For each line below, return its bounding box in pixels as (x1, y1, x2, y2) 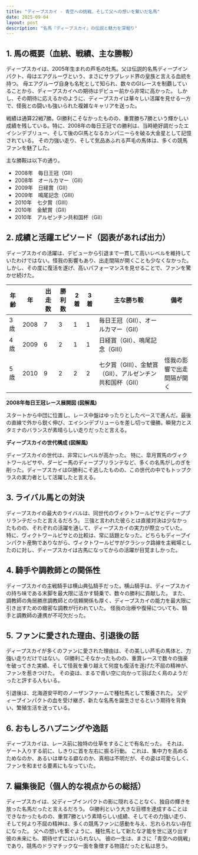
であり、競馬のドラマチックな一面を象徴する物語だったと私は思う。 (6, 842, 171, 849)
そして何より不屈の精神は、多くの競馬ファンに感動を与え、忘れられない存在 (6, 820, 192, 827)
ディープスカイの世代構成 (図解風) (6, 438, 88, 446)
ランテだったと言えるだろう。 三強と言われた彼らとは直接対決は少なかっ (11, 516, 187, 524)
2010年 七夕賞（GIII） (14, 199, 71, 206)
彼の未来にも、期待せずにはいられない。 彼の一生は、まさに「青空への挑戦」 (6, 834, 191, 842)
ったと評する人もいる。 (6, 677, 63, 684)
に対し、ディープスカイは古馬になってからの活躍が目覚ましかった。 (16, 546, 181, 553)
